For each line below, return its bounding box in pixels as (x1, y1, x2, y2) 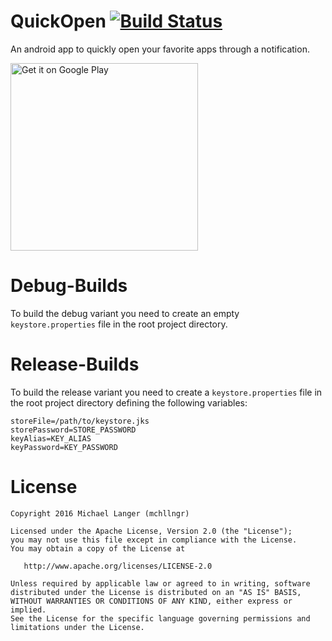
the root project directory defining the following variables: (10, 396, 248, 409)
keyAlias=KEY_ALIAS (10, 433, 92, 444)
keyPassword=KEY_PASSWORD (10, 442, 118, 452)
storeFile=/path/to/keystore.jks (10, 416, 150, 426)
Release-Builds (10, 353, 140, 376)
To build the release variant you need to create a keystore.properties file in (10, 386, 323, 398)
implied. (10, 605, 47, 615)
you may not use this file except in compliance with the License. (10, 535, 298, 545)
